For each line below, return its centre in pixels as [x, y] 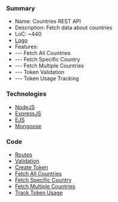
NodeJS [25, 107]
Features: [27, 47]
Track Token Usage [39, 192]
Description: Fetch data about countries [63, 27]
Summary [21, 8]
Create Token [31, 167]
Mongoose [28, 126]
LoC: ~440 [28, 34]
